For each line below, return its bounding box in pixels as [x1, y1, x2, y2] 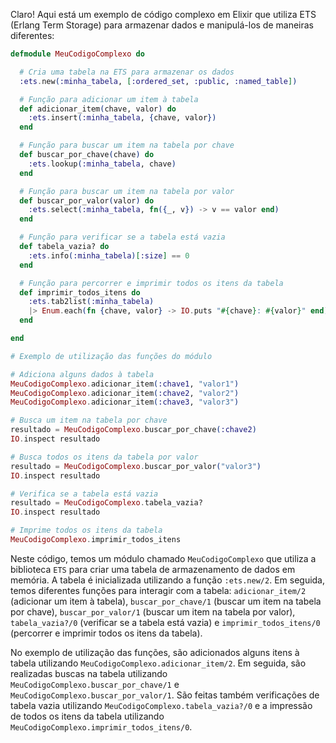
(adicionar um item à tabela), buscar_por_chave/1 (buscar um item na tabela [10, 595, 322, 607]
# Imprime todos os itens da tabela [10, 525, 163, 536]
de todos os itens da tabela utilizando [10, 710, 165, 722]
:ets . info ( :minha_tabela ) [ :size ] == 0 [28, 250, 190, 261]
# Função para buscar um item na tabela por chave [19, 140, 235, 151]
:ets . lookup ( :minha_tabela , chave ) [28, 159, 177, 169]
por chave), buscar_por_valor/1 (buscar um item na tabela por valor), [10, 605, 296, 618]
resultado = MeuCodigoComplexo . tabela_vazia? [10, 498, 203, 508]
